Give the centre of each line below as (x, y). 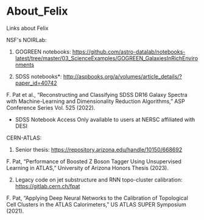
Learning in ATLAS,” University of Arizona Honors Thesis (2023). (87, 168)
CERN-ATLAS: (24, 138)
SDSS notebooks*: (38, 76)
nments (25, 65)
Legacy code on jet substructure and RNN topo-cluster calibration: (99, 179)
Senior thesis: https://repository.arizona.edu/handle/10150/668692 (99, 149)
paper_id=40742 (36, 83)
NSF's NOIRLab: (26, 40)
